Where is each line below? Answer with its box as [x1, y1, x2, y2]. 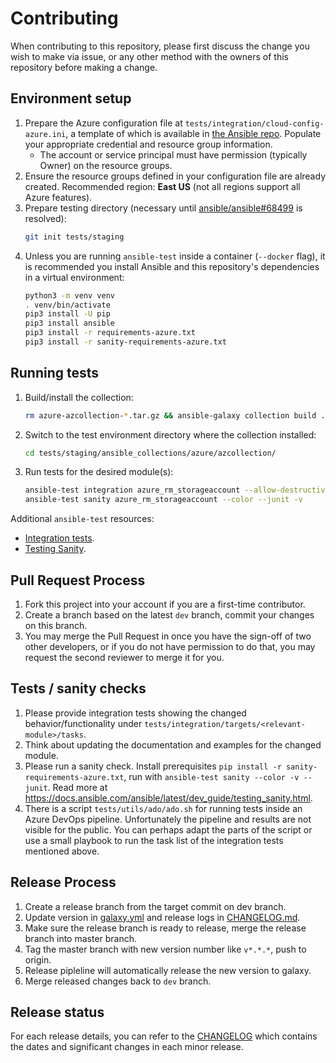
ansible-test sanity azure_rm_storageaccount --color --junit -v [24, 495, 303, 505]
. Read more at [47, 781, 108, 793]
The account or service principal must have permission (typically [39, 148, 308, 161]
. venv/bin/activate [24, 300, 111, 310]
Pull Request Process [10, 572, 146, 589]
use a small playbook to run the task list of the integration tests [24, 834, 284, 846]
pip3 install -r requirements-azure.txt [24, 328, 196, 338]
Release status [10, 1004, 105, 1021]
